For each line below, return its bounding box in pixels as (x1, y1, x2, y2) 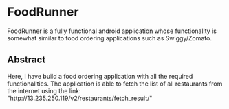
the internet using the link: (7, 86, 81, 95)
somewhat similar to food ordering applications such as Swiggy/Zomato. (7, 34, 212, 42)
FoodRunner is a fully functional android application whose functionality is (7, 27, 217, 35)
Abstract (7, 54, 46, 66)
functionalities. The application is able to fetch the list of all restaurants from (7, 80, 223, 88)
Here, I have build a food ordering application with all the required (7, 72, 193, 80)
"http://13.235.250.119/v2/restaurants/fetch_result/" (7, 94, 153, 102)
